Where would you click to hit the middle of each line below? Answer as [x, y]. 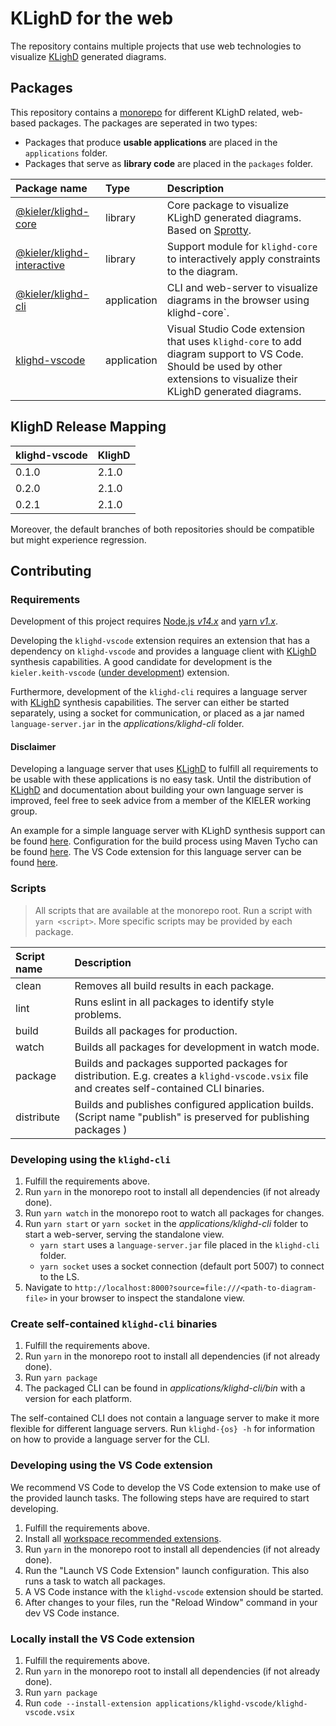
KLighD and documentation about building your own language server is [157, 790]
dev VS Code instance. [72, 1613]
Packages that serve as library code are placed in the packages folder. [169, 163]
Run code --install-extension [88, 1703]
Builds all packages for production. [156, 1030]
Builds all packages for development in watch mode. [197, 1047]
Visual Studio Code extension [236, 329]
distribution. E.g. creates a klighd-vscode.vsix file [191, 1075]
